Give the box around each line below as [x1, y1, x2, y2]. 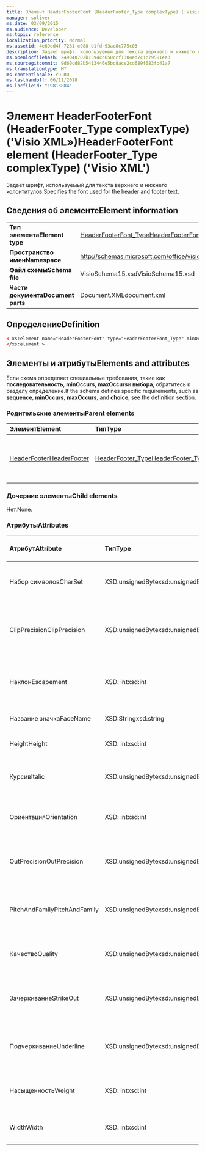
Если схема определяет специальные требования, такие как [6, 374, 165, 382]
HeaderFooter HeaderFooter [9, 454, 90, 463]
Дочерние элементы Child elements [6, 491, 118, 500]
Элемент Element [9, 425, 62, 433]
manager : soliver [6, 15, 51, 21]
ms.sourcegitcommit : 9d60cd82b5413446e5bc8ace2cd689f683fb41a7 [6, 60, 171, 66]
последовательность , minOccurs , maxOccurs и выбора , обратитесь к [6, 381, 191, 388]
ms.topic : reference [6, 32, 59, 38]
